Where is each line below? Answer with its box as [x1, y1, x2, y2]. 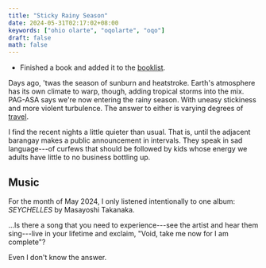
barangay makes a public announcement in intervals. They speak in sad [8, 136, 243, 145]
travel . [8, 112, 29, 121]
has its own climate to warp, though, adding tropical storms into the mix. [8, 86, 245, 96]
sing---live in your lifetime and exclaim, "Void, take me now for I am [8, 228, 229, 238]
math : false [8, 41, 48, 49]
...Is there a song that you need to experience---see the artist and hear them [8, 220, 259, 230]
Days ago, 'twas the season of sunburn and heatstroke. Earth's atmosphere [8, 78, 256, 88]
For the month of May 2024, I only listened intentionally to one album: [8, 196, 236, 206]
